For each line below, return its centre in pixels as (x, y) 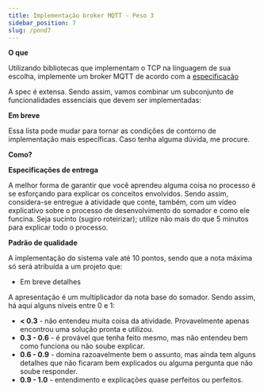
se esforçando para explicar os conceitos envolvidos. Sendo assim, (119, 194)
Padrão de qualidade (43, 243)
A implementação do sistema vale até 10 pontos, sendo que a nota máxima (130, 258)
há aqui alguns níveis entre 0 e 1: (61, 306)
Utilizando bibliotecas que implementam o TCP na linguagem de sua (120, 68)
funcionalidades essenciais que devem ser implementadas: (105, 101)
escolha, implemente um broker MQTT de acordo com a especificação (124, 77)
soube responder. (48, 371)
